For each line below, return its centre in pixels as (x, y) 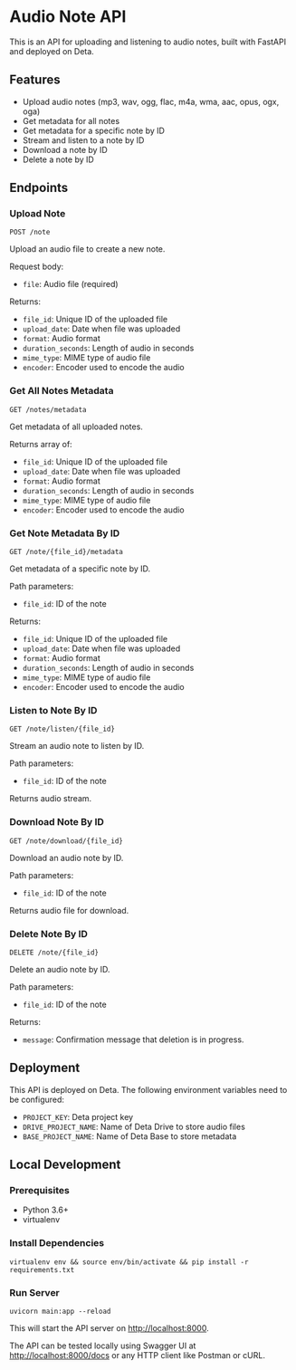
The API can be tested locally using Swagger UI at (103, 1346)
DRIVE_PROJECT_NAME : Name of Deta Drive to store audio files (134, 1126)
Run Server (35, 1292)
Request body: (37, 267)
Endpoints (39, 188)
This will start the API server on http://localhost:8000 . (110, 1328)
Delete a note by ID (58, 159)
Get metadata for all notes (71, 120)
